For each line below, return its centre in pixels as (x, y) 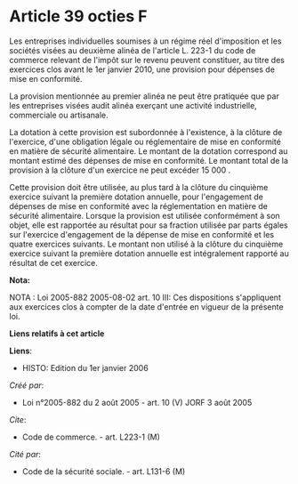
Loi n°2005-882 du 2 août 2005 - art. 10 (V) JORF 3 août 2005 (137, 402)
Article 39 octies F (78, 16)
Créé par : (27, 385)
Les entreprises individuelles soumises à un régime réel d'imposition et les (145, 41)
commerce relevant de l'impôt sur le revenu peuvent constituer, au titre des (147, 60)
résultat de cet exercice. (53, 262)
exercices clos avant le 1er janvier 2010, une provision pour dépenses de (142, 69)
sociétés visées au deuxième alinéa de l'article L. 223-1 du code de (133, 50)
